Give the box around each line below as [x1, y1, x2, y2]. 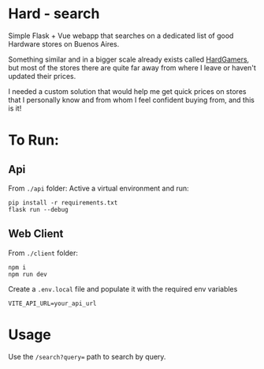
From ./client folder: [8, 248, 79, 258]
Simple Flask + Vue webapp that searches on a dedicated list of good [8, 31, 234, 40]
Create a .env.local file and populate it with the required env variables [8, 284, 238, 293]
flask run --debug [8, 205, 69, 213]
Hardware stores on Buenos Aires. [8, 39, 120, 48]
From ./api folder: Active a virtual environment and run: [8, 183, 189, 193]
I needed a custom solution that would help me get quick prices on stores [8, 86, 247, 96]
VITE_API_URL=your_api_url [8, 299, 97, 307]
